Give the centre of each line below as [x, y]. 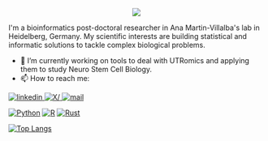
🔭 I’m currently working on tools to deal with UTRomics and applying [135, 60]
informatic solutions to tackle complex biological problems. [107, 45]
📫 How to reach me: [55, 78]
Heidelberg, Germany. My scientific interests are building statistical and [128, 36]
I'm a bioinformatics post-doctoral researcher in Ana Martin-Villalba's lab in [134, 28]
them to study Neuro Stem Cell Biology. [86, 69]
